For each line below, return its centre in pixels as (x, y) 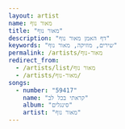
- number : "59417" (47, 90)
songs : (19, 83)
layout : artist (34, 16)
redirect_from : (34, 61)
